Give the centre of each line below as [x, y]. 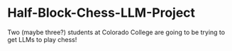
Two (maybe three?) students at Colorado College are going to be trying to [116, 32]
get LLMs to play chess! [42, 39]
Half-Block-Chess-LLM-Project [101, 13]
